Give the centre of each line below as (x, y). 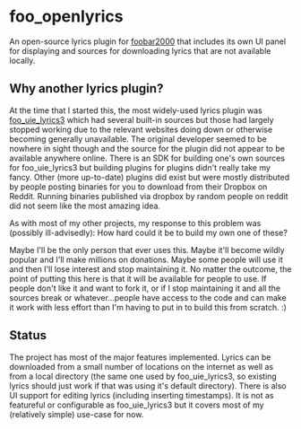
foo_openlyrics (66, 17)
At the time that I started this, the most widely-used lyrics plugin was (136, 110)
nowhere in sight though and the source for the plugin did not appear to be (147, 148)
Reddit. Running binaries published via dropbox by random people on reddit (149, 196)
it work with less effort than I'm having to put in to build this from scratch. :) (148, 307)
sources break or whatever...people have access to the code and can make (148, 297)
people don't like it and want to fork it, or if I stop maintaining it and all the (145, 288)
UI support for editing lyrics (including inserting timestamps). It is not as (142, 395)
